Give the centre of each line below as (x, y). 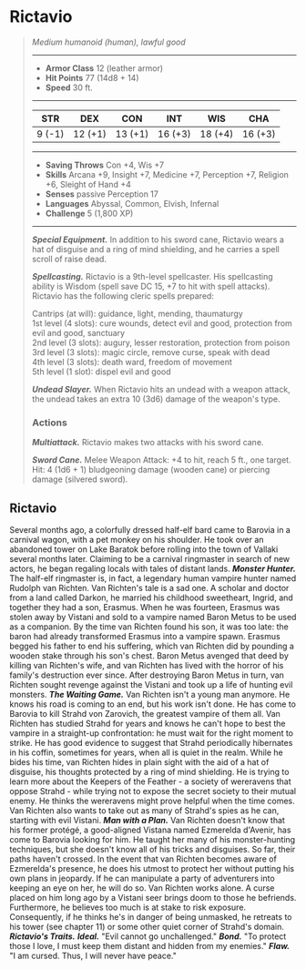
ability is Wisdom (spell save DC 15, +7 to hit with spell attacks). (151, 286)
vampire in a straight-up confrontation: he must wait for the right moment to (152, 733)
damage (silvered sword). (80, 479)
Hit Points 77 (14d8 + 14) (92, 77)
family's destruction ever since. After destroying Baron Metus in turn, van (147, 675)
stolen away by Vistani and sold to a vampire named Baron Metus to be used (153, 618)
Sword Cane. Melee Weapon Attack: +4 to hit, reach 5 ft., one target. (161, 460)
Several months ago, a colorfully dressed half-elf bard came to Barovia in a (150, 530)
